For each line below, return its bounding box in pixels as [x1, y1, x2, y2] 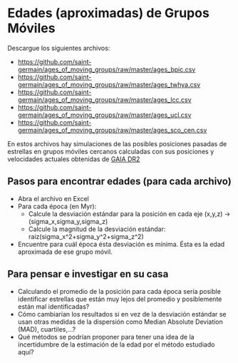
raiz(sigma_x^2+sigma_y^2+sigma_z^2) [28, 232, 144, 240]
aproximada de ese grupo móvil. [17, 247, 113, 256]
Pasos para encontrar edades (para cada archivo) [7, 175, 232, 188]
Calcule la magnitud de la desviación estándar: [28, 225, 166, 233]
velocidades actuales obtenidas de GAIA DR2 [7, 155, 140, 163]
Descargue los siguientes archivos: [7, 44, 110, 52]
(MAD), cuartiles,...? [17, 324, 76, 333]
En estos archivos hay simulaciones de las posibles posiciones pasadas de [7, 139, 227, 148]
